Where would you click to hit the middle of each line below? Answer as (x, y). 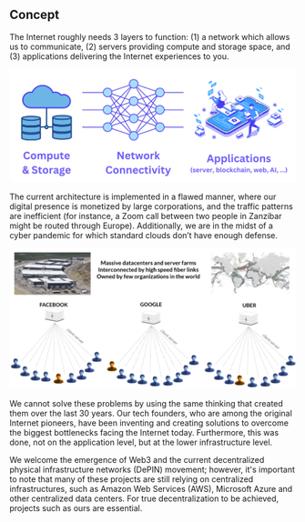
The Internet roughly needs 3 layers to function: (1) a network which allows (150, 36)
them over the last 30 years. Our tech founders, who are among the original (151, 414)
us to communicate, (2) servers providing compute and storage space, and (150, 46)
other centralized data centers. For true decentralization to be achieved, (144, 498)
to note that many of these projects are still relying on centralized (132, 479)
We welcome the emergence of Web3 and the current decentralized (137, 460)
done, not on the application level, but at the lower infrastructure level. (141, 442)
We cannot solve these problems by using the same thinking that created (147, 404)
